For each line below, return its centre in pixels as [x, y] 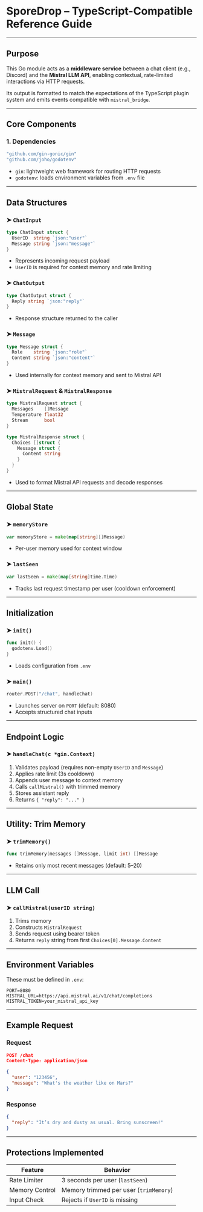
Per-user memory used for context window [69, 548]
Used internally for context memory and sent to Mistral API [88, 375]
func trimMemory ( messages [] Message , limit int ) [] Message [82, 854]
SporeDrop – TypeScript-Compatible [100, 11]
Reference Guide [49, 24]
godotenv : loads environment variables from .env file [80, 178]
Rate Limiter [26, 1180]
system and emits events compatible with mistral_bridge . [78, 99]
